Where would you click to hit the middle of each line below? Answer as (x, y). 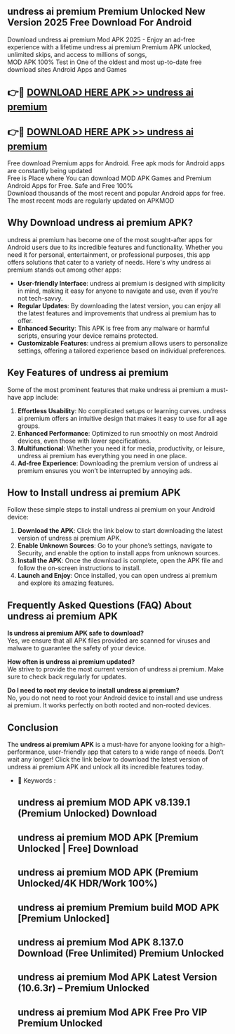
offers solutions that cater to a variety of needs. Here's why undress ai (109, 262)
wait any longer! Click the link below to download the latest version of (108, 759)
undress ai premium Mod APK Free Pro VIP (112, 1012)
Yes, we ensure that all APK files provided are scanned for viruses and (109, 641)
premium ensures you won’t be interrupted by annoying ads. (105, 470)
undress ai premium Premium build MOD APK (118, 907)
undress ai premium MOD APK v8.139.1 (104, 803)
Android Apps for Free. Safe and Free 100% (70, 186)
